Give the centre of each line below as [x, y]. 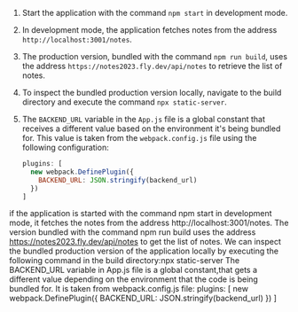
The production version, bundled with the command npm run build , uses [155, 56]
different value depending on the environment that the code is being [134, 279]
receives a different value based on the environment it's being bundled [151, 129]
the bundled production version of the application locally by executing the [144, 251]
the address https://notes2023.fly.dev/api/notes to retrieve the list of [152, 66]
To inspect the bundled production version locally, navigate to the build [152, 93]
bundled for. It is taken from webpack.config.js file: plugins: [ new [129, 289]
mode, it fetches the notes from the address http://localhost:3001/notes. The [149, 223]
